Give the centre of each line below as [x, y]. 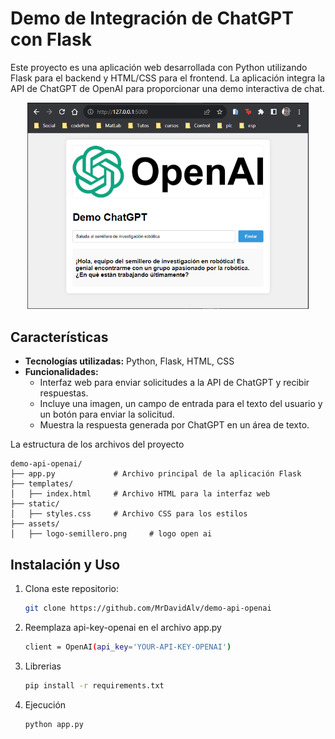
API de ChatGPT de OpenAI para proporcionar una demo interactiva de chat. [167, 88]
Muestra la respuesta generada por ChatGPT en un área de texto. [174, 425]
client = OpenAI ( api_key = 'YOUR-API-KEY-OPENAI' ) [128, 647]
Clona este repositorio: [71, 589]
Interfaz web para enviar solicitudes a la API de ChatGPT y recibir [174, 383]
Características [59, 337]
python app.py [54, 724]
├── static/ [35, 504]
